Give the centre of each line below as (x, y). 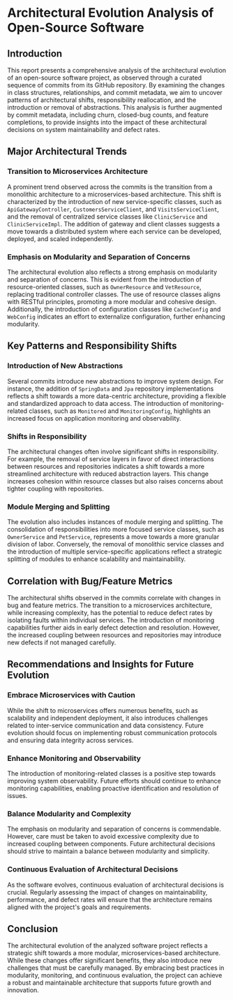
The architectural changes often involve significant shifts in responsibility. (113, 451)
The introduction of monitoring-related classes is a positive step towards (112, 774)
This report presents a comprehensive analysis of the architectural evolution (117, 70)
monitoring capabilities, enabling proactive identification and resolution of (113, 788)
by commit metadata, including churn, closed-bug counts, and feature (108, 115)
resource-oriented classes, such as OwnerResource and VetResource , (104, 287)
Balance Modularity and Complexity (69, 813)
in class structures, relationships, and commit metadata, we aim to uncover (115, 93)
